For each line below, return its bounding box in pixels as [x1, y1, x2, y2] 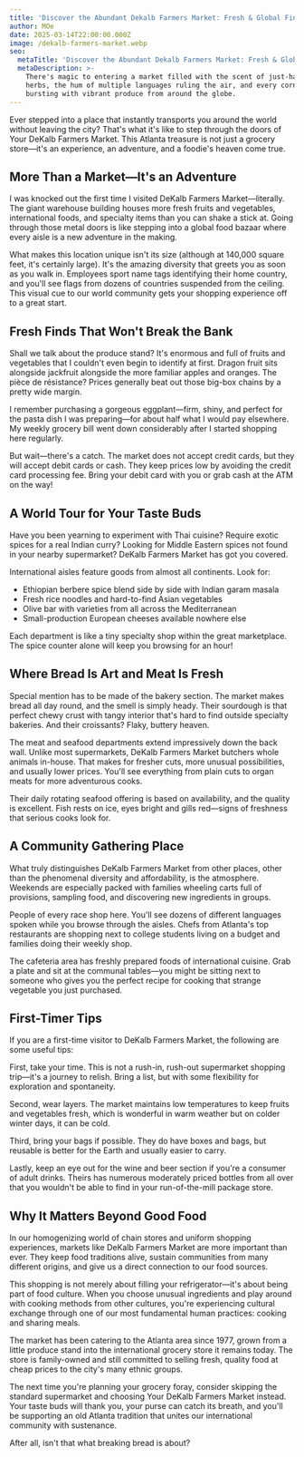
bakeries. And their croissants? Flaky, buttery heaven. [9, 719, 210, 730]
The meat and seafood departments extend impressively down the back [9, 736, 278, 748]
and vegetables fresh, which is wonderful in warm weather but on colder [9, 1108, 280, 1120]
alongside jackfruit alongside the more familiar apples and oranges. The [9, 367, 278, 378]
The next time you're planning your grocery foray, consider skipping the [9, 1382, 278, 1393]
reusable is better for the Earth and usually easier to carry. [9, 1145, 226, 1156]
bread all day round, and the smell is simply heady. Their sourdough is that [9, 700, 288, 711]
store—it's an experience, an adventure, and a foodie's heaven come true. [9, 142, 286, 154]
